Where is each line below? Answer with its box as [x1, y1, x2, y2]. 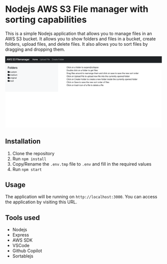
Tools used [5, 213, 40, 222]
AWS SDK [12, 237, 33, 243]
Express [12, 232, 29, 238]
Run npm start [12, 166, 42, 172]
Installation [5, 137, 41, 146]
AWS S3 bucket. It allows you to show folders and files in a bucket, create [5, 36, 156, 42]
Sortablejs [12, 253, 34, 259]
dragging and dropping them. [5, 46, 66, 52]
